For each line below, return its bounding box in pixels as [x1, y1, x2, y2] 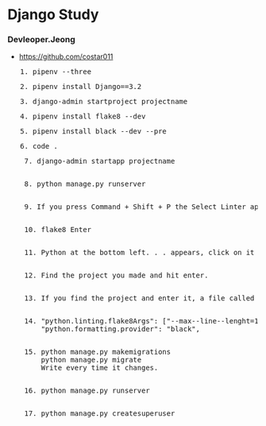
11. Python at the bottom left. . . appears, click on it [24, 248, 255, 258]
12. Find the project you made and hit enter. [24, 271, 209, 280]
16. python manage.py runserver [24, 386, 150, 395]
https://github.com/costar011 [18, 52, 114, 61]
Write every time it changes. [40, 363, 159, 373]
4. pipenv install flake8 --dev [20, 112, 146, 121]
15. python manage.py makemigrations [24, 347, 172, 357]
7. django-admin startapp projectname [24, 157, 175, 166]
